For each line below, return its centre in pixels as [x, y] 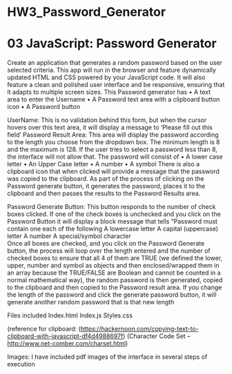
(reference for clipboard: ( [44, 329]
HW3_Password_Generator [87, 12]
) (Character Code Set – [157, 336]
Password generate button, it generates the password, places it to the [106, 186]
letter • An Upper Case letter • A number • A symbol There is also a [104, 164]
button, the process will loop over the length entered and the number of [109, 251]
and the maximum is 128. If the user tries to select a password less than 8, [112, 150]
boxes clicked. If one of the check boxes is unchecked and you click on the [114, 214]
